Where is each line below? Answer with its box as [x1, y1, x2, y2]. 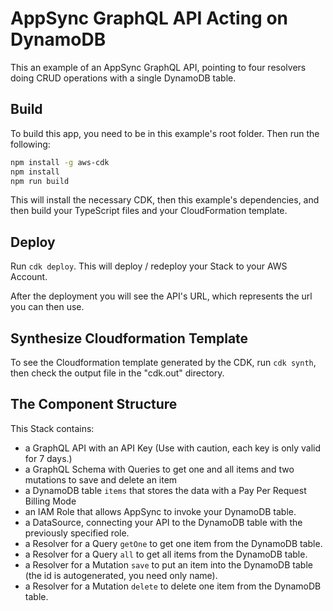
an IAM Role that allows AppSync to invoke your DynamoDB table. [24, 505, 297, 517]
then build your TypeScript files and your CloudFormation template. [10, 205, 288, 217]
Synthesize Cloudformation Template [10, 330, 249, 347]
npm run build [10, 176, 70, 186]
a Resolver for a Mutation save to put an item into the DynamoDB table [24, 558, 313, 571]
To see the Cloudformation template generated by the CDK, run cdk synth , [10, 357, 317, 368]
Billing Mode [24, 495, 77, 507]
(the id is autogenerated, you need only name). [24, 569, 218, 581]
